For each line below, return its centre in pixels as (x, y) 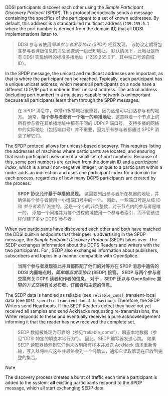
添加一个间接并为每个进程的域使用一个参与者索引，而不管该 (94, 213)
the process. (18, 183)
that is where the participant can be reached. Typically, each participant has (84, 79)
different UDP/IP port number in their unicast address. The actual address (81, 89)
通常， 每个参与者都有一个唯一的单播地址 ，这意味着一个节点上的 (93, 117)
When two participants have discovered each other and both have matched (83, 229)
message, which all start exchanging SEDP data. (55, 388)
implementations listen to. (32, 34)
